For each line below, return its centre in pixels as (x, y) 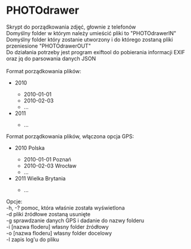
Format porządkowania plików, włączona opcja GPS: (70, 136)
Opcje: (14, 201)
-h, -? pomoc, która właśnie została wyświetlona (65, 208)
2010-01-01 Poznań (47, 159)
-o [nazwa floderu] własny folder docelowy (59, 233)
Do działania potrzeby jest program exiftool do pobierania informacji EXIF (96, 52)
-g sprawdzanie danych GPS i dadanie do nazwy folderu (75, 220)
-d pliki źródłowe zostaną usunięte (48, 214)
